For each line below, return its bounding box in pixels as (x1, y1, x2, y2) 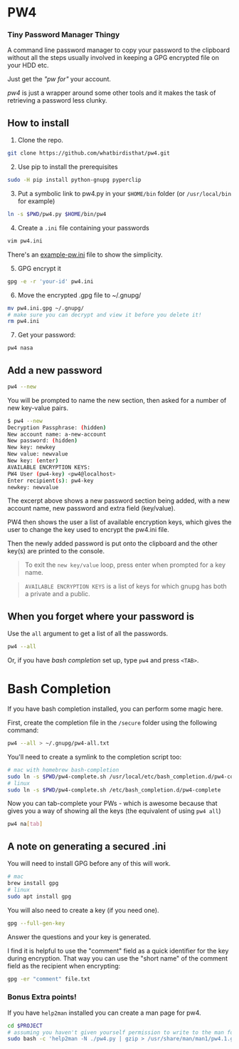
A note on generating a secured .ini (7, 840, 166, 852)
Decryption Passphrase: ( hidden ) (7, 424, 107, 431)
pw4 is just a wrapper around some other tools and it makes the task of (7, 88, 216, 97)
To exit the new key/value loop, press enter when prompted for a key (24, 561, 226, 569)
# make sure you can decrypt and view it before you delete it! (7, 311, 202, 318)
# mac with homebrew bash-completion (7, 766, 119, 774)
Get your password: (17, 331, 76, 339)
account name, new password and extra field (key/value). (7, 504, 176, 513)
